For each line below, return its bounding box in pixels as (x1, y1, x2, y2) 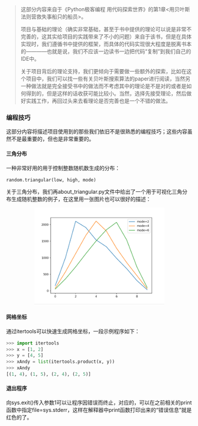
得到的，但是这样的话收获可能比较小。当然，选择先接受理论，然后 (25, 90, 187, 97)
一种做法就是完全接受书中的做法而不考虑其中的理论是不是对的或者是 (20, 83, 187, 89)
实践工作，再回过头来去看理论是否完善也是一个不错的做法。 (25, 97, 171, 104)
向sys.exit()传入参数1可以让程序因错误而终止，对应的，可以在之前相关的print (6, 399, 192, 407)
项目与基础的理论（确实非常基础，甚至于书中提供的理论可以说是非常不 (20, 26, 192, 32)
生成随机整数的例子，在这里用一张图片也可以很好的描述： (11, 196, 151, 203)
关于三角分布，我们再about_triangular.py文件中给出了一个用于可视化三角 (6, 188, 183, 196)
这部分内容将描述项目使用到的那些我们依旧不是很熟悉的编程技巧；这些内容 (6, 128, 187, 135)
